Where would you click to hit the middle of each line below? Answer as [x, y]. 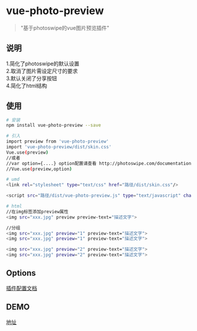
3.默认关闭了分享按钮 [32, 78]
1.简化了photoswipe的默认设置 [43, 64]
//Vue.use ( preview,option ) [39, 169]
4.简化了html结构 [27, 85]
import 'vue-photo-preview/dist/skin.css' [59, 147]
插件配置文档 [21, 288]
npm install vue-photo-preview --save [54, 125]
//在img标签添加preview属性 [37, 211]
